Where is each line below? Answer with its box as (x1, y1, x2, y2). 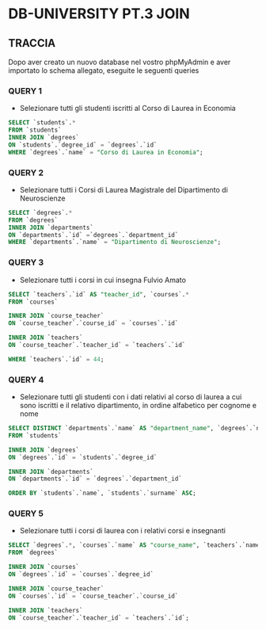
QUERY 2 (8, 167, 44, 178)
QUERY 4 (8, 374, 44, 385)
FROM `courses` (8, 298, 59, 306)
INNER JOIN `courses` (8, 563, 80, 571)
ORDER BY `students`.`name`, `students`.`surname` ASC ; (8, 489, 196, 498)
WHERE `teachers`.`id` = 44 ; (8, 355, 104, 363)
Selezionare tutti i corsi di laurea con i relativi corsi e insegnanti (19, 526, 226, 536)
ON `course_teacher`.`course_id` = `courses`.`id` (8, 319, 179, 327)
